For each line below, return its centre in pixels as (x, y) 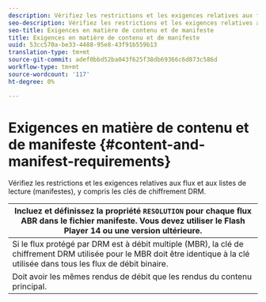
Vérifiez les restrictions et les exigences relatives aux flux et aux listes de (127, 183)
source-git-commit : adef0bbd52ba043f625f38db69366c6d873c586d (113, 60)
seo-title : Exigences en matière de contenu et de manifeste (111, 30)
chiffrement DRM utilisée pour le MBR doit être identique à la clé (131, 254)
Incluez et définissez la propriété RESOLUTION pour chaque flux (133, 211)
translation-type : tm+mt (49, 52)
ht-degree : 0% (32, 81)
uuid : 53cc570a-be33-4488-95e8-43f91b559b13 (83, 45)
